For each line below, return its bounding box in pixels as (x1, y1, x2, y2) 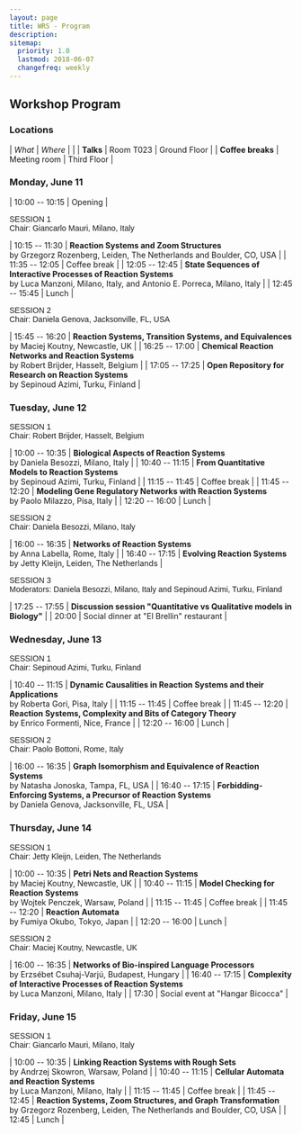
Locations (9, 123, 54, 136)
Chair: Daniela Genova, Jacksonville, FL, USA (9, 314, 171, 324)
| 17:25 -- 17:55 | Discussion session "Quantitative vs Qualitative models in (9, 601, 292, 612)
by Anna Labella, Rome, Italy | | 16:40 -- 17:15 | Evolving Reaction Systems (9, 548, 288, 559)
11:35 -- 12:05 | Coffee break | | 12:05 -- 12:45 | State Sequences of (9, 258, 261, 270)
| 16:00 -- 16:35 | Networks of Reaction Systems (9, 539, 191, 550)
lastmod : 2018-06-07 (17, 55, 94, 64)
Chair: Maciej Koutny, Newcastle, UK (9, 942, 137, 952)
